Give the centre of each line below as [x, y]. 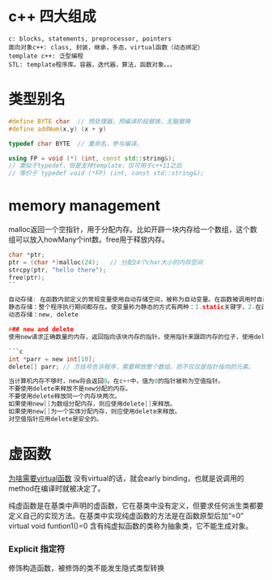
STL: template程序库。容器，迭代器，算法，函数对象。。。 [92, 64]
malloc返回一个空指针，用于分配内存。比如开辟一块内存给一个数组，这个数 [133, 230]
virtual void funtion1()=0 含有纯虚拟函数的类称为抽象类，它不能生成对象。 [131, 526]
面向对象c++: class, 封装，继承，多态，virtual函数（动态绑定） [106, 47]
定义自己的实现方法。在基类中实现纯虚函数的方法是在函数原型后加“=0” [126, 515]
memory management [85, 206]
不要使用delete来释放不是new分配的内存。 [70, 389]
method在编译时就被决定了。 [57, 488]
